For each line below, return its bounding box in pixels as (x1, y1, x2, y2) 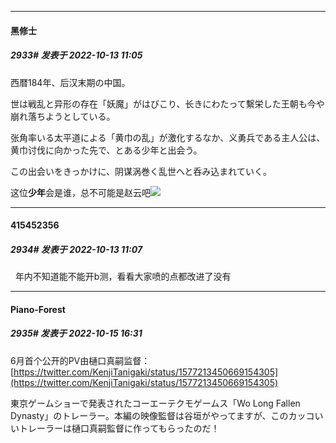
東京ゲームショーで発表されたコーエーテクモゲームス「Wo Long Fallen (10, 397, 301, 409)
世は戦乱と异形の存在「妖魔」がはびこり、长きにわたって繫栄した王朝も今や (10, 97, 325, 110)
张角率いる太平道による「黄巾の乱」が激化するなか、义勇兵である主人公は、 (10, 131, 326, 143)
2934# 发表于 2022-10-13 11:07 (10, 243, 143, 255)
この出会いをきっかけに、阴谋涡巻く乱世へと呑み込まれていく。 (10, 165, 272, 177)
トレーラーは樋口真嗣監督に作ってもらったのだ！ (18, 422, 220, 434)
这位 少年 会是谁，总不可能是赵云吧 (10, 186, 151, 198)
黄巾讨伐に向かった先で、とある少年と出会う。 (10, 144, 203, 156)
